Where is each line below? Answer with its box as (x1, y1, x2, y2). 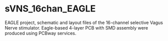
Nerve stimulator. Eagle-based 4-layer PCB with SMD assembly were (5, 24, 148, 30)
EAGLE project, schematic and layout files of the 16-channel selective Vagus (5, 19, 163, 25)
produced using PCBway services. (5, 30, 77, 36)
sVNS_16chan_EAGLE (5, 3, 96, 14)
